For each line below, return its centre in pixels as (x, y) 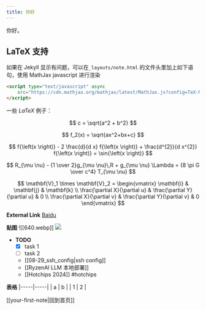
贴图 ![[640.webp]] (30, 228)
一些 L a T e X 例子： (29, 110)
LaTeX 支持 (28, 52)
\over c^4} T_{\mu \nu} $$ (103, 172)
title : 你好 (21, 12)
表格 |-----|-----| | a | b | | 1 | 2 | (47, 287)
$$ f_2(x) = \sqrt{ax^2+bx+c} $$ (103, 135)
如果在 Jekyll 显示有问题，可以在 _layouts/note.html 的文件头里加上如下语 (100, 68)
